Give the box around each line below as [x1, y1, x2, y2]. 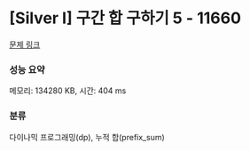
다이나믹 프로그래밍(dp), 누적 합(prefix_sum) [9, 131, 166, 142]
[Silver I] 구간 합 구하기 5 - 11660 [9, 8, 242, 28]
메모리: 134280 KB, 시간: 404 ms [9, 85, 127, 96]
